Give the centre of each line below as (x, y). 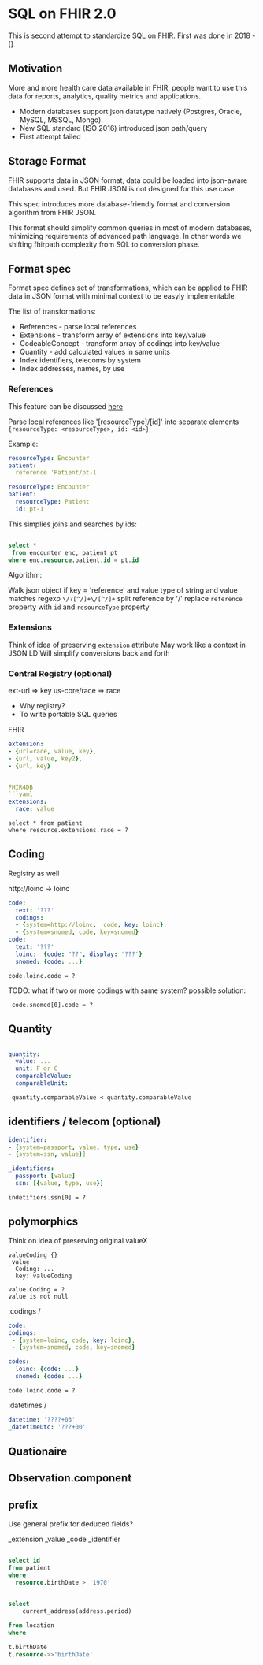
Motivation (35, 69)
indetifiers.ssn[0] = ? (47, 1197)
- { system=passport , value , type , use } (74, 1147)
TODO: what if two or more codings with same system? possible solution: (127, 990)
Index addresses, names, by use (72, 369)
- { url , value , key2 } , (45, 758)
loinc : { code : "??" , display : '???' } (79, 954)
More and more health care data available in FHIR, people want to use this (128, 87)
